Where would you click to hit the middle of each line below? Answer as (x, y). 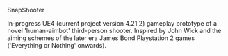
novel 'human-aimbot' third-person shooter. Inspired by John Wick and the (114, 31)
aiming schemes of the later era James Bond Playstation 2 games (101, 38)
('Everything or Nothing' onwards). (57, 45)
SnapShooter (26, 10)
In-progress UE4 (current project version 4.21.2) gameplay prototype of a (112, 23)
